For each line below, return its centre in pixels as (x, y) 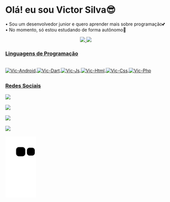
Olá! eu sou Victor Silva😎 (60, 10)
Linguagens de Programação (42, 54)
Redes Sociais (23, 86)
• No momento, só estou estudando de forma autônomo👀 (66, 30)
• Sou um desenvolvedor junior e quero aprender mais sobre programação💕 (85, 24)
